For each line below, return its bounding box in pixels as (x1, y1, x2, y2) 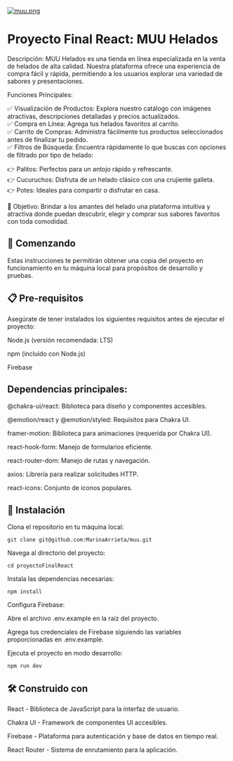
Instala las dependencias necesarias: (7, 575, 114, 583)
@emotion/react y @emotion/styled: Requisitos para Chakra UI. (7, 416, 191, 424)
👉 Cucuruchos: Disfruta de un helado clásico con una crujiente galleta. (7, 175, 215, 184)
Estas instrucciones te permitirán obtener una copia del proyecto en (7, 256, 204, 264)
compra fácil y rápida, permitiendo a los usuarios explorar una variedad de (7, 69, 223, 77)
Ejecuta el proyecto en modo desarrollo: (7, 649, 123, 658)
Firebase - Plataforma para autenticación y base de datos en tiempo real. (7, 732, 219, 740)
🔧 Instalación (7, 504, 65, 516)
